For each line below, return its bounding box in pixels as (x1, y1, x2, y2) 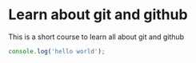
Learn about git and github (8, 6, 188, 24)
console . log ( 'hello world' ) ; (8, 47, 106, 55)
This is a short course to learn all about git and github (8, 32, 185, 41)
